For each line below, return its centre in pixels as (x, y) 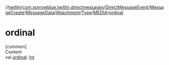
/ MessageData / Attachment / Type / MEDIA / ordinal (74, 12)
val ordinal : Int (20, 57)
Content (14, 51)
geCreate (15, 12)
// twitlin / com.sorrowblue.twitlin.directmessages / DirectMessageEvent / (78, 7)
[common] (16, 46)
